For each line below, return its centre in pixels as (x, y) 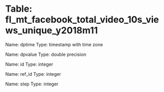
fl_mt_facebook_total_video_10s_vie (82, 20)
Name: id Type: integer (29, 64)
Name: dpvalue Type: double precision (46, 54)
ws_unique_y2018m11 (52, 30)
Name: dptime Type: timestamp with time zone (54, 44)
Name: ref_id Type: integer (33, 74)
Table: (19, 9)
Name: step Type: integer (32, 84)
